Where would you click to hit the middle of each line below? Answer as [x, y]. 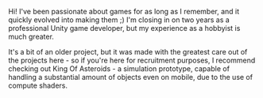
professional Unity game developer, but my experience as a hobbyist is [124, 28]
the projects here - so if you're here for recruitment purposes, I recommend [132, 60]
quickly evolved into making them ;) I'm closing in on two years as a [119, 20]
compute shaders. [38, 85]
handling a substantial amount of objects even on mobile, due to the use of [130, 77]
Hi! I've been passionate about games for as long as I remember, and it [124, 11]
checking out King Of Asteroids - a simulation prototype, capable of [119, 69]
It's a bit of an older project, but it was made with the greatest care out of [128, 52]
